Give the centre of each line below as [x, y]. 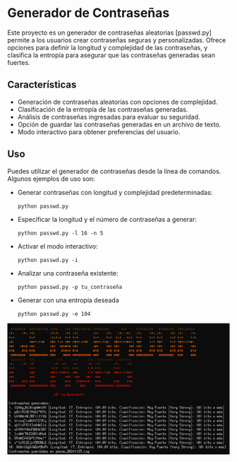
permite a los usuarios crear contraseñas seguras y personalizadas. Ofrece [117, 40]
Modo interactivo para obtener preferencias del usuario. [99, 131]
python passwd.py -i [48, 260]
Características [42, 85]
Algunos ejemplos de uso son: [51, 179]
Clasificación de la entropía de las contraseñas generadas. [103, 109]
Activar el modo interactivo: [57, 246]
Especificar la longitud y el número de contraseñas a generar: [107, 219]
